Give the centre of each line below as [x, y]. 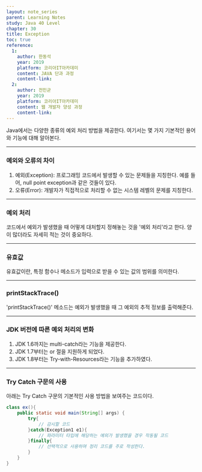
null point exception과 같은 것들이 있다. [70, 182]
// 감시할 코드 [54, 424]
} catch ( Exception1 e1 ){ [57, 430]
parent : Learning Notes [36, 17]
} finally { [40, 441]
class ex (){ [21, 408]
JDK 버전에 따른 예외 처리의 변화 [50, 330]
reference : [20, 46]
